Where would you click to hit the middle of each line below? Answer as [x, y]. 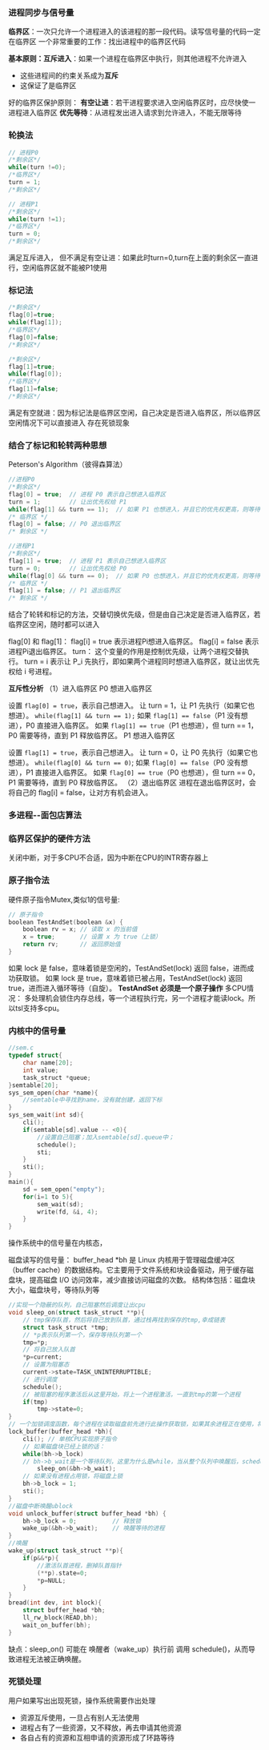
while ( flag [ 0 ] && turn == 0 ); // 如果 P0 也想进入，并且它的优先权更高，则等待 [134, 576]
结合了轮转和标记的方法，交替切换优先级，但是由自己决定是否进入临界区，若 [134, 615]
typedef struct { [35, 1056]
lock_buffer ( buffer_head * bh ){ [60, 1431]
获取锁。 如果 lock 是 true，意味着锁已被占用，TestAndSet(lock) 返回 [128, 977]
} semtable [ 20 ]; [34, 1085]
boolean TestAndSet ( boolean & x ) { [66, 922]
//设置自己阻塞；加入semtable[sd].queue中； [106, 1137]
